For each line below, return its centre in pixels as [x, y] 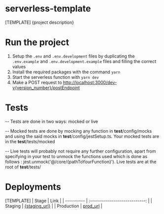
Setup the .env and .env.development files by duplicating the [73, 56]
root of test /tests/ [23, 167]
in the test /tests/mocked [30, 141]
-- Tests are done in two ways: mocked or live [52, 121]
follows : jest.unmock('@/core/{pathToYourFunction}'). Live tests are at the [81, 161]
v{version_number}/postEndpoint [46, 88]
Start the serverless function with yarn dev [56, 77]
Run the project [37, 42]
